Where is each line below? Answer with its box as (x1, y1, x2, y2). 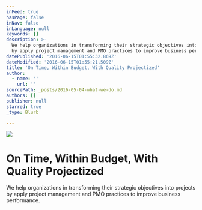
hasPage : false (6, 14, 44, 20)
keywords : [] (6, 31, 39, 37)
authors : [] (6, 92, 36, 98)
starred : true (6, 103, 42, 110)
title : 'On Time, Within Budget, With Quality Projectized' (6, 64, 161, 71)
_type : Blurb (6, 109, 39, 115)
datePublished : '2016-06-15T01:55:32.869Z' (6, 53, 117, 59)
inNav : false (6, 20, 39, 26)
